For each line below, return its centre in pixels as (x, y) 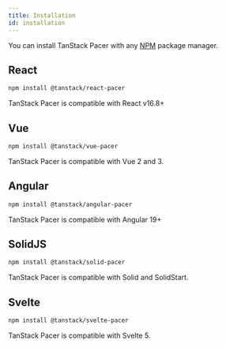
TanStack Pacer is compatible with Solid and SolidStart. (98, 278)
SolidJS (28, 244)
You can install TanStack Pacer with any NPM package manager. (113, 45)
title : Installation (42, 15)
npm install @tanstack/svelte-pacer (68, 320)
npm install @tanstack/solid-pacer (67, 262)
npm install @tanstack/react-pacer (67, 88)
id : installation (37, 23)
